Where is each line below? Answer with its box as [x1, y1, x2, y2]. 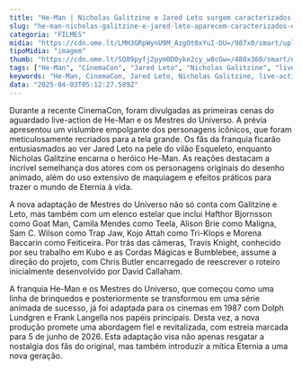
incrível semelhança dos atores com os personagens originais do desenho [9, 162, 285, 173]
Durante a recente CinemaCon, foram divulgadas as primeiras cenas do [9, 104, 274, 115]
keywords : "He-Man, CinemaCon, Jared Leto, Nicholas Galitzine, [9, 72, 255, 81]
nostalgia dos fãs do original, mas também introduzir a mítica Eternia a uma [9, 340, 289, 351]
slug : [9, 22, 30, 31]
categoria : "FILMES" [9, 30, 87, 39]
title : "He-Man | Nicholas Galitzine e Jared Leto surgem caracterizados [9, 13, 292, 23]
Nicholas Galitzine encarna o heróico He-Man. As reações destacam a [9, 152, 270, 163]
